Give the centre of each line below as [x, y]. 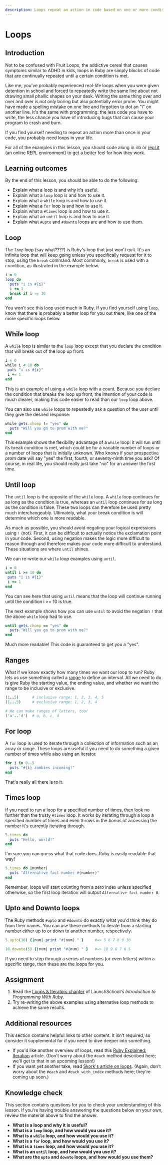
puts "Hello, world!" [32, 839]
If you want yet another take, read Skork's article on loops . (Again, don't [86, 1066]
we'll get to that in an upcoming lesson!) [53, 1061]
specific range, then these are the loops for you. [55, 964]
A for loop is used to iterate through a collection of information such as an [82, 743]
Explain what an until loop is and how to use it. [61, 217]
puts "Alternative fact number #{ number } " [54, 873]
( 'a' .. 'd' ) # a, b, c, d [32, 716]
